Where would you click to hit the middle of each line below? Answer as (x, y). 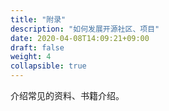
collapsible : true (48, 66)
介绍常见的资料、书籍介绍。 (67, 95)
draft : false (37, 47)
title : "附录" (38, 19)
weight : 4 (31, 57)
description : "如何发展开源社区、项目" (85, 29)
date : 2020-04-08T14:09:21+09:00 (80, 38)
